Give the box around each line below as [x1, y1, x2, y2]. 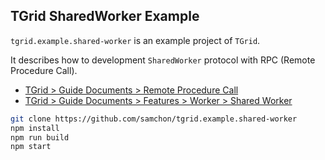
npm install [10, 123, 60, 133]
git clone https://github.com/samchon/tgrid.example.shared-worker [10, 114, 298, 124]
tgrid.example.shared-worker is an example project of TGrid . [10, 34, 261, 46]
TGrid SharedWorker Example [10, 8, 200, 25]
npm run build [10, 132, 70, 143]
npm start [10, 142, 52, 152]
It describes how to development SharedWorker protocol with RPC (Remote [10, 54, 316, 66]
